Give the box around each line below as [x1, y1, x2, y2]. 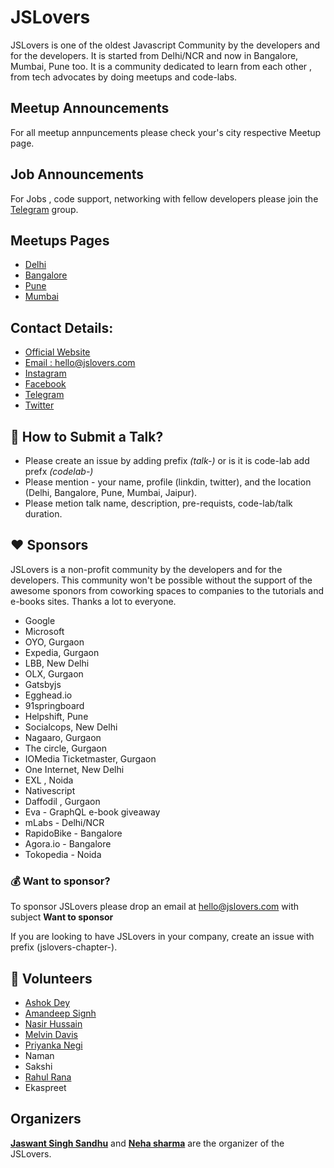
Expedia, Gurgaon [24, 646, 100, 658]
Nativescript [24, 784, 76, 796]
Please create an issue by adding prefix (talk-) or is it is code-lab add [24, 455, 310, 466]
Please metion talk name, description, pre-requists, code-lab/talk [24, 497, 293, 509]
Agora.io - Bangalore [24, 837, 112, 850]
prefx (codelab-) [24, 466, 94, 477]
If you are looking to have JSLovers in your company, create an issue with [10, 931, 315, 943]
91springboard [24, 699, 85, 711]
